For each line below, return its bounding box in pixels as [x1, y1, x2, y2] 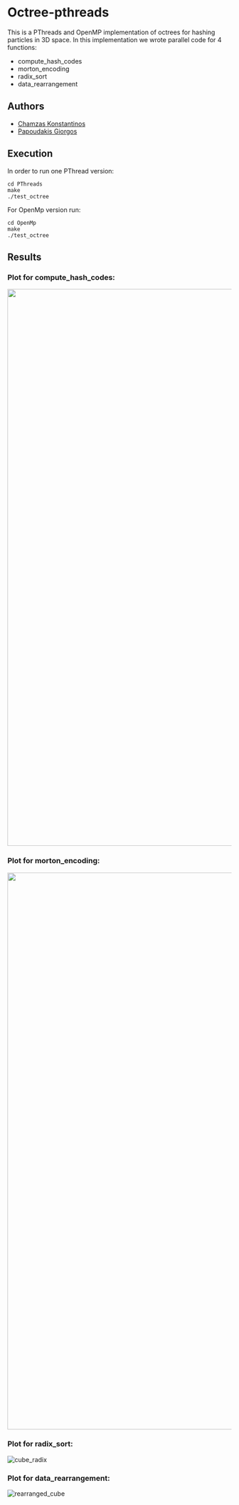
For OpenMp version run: [7, 205, 81, 214]
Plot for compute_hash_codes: [7, 272, 115, 282]
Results [7, 251, 42, 263]
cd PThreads [7, 180, 43, 188]
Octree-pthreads [7, 4, 110, 21]
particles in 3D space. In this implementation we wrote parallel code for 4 [7, 35, 222, 44]
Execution [7, 148, 53, 160]
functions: [7, 43, 37, 51]
